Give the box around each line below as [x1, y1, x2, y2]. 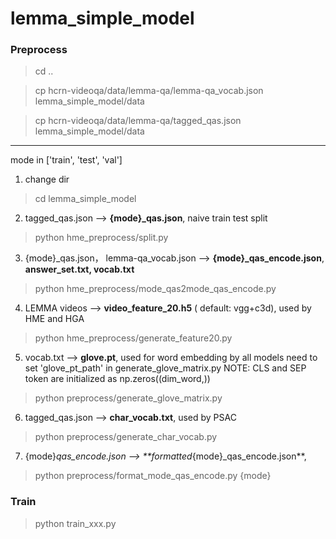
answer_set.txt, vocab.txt [24, 263, 135, 276]
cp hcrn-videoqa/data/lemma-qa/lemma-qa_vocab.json [34, 85, 264, 97]
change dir [24, 173, 70, 186]
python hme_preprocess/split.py [34, 232, 169, 244]
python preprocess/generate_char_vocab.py [34, 431, 218, 443]
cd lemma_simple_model [34, 193, 137, 205]
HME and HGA [24, 313, 85, 325]
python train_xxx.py [34, 517, 117, 529]
